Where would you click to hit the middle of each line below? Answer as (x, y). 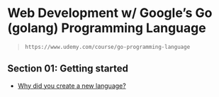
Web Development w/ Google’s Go (110, 13)
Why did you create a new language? (72, 86)
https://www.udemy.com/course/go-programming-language (107, 47)
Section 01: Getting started (68, 69)
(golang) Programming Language (107, 28)
